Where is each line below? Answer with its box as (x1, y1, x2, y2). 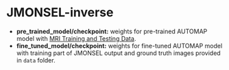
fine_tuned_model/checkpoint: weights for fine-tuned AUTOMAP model (16, 41, 223, 50)
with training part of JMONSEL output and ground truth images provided (16, 49, 221, 57)
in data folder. (16, 56, 56, 64)
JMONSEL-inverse (6, 5, 114, 20)
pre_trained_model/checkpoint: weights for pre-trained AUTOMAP (16, 27, 208, 35)
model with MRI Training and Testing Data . (16, 34, 136, 42)
